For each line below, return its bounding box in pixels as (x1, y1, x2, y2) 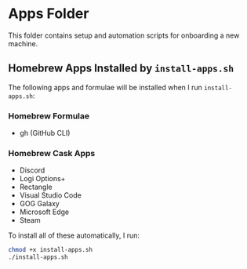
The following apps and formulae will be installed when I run (8, 82, 202, 92)
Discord (19, 165, 45, 175)
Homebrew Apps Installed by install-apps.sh (8, 62, 234, 75)
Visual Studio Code (19, 191, 82, 200)
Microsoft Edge (19, 207, 70, 216)
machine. (8, 38, 38, 48)
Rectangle (19, 182, 53, 192)
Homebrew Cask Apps (8, 147, 96, 158)
